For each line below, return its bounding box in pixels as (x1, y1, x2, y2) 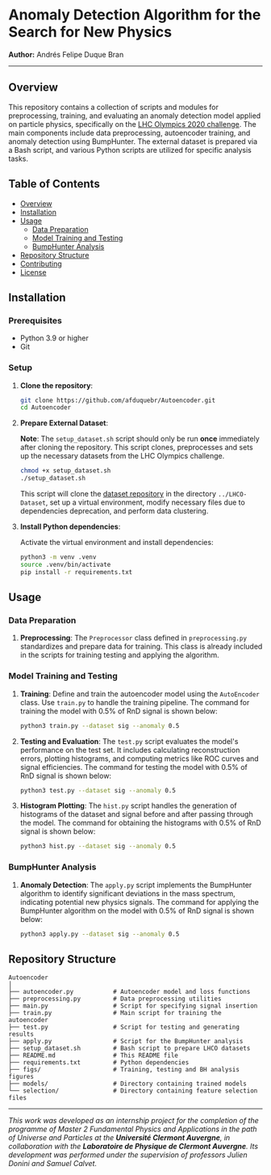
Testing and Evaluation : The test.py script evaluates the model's (19, 736, 239, 746)
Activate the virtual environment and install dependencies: (19, 538, 214, 547)
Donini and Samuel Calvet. (8, 1159, 98, 1169)
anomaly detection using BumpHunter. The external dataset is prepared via (8, 136, 258, 146)
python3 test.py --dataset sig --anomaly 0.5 (19, 786, 176, 794)
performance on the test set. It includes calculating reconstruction (19, 745, 240, 754)
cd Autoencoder (19, 404, 72, 412)
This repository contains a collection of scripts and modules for (8, 102, 219, 112)
